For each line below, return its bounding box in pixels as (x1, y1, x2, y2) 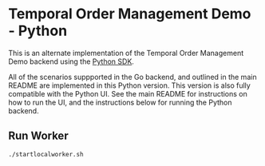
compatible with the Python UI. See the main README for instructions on (8, 89, 247, 98)
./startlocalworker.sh (8, 150, 84, 158)
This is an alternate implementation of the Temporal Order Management (8, 48, 244, 57)
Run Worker (8, 129, 69, 143)
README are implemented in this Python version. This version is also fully (8, 81, 251, 90)
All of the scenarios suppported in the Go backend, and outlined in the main (8, 72, 257, 81)
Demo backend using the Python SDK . (8, 57, 134, 66)
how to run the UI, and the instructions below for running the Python (8, 97, 233, 107)
